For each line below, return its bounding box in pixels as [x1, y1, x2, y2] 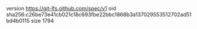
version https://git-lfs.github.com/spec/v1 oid [6, 5, 117, 12]
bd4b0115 [6, 17, 30, 24]
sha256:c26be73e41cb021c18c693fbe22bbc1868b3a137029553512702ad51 [6, 11, 192, 18]
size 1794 [31, 17, 54, 24]
